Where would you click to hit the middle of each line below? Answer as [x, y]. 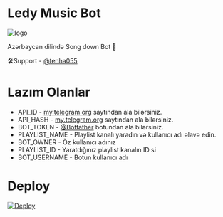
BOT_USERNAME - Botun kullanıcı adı [73, 157]
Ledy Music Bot [54, 13]
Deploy [29, 186]
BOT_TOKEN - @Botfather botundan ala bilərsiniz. [90, 127]
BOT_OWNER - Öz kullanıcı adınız [67, 142]
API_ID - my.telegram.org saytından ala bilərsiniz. [90, 112]
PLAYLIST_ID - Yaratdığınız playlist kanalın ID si [87, 149]
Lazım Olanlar [49, 92]
